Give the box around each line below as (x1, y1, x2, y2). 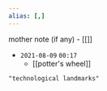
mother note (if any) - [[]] (8, 34, 93, 44)
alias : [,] (8, 11, 45, 20)
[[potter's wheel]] (32, 58, 92, 68)
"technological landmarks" (8, 74, 100, 82)
